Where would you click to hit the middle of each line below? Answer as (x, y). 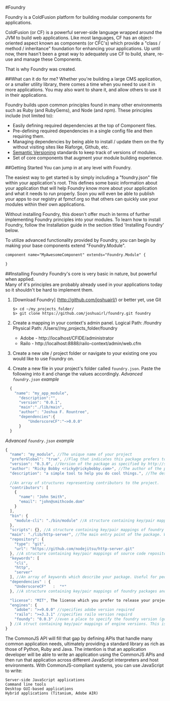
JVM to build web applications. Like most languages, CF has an (71, 38)
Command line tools (26, 684)
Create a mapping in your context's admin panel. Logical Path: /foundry (87, 323)
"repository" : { (27, 539)
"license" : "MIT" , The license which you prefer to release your (80, 600)
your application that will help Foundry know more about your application (81, 188)
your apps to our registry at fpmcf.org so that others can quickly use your (82, 199)
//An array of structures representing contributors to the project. (84, 483)
